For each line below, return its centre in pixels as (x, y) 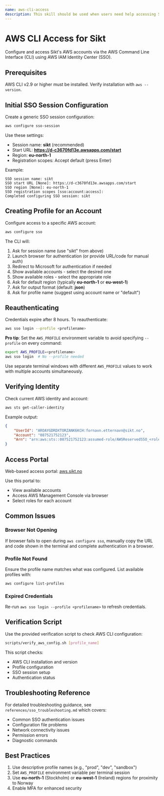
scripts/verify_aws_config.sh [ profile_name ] (52, 643)
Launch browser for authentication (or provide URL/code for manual (80, 256)
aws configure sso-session (32, 126)
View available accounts (36, 490)
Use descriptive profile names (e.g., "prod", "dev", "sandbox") (74, 768)
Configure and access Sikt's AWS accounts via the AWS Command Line (77, 52)
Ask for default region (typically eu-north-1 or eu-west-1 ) (70, 282)
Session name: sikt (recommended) (48, 145)
